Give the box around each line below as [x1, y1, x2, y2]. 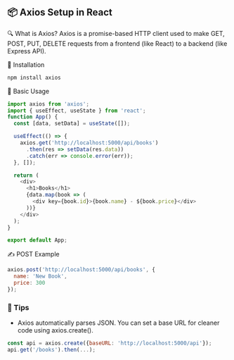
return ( [13, 172, 39, 179]
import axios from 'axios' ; [7, 100, 90, 108]
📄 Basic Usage [7, 87, 50, 95]
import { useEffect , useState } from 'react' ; [7, 107, 146, 114]
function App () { [7, 113, 58, 120]
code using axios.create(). [17, 326, 93, 335]
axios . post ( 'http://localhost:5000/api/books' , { [7, 266, 156, 273]
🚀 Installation [7, 60, 45, 69]
